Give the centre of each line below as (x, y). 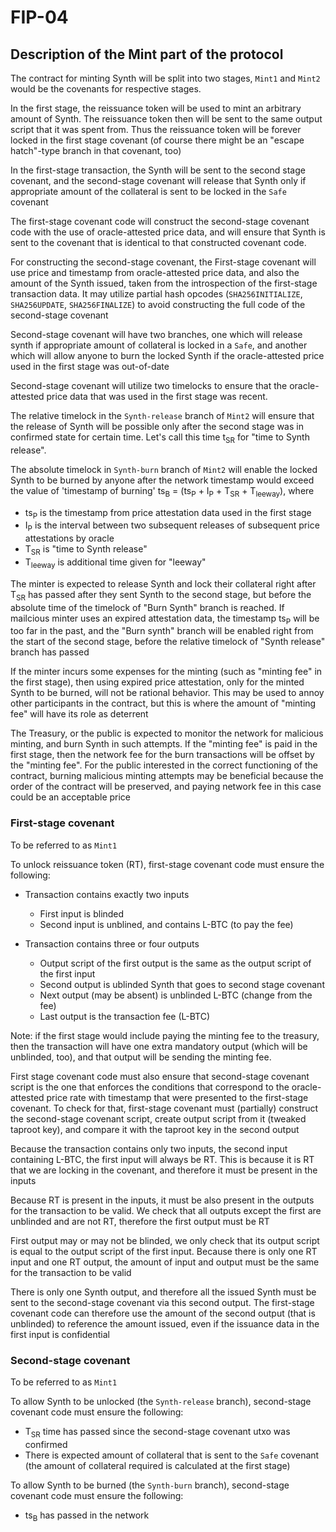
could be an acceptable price (71, 797)
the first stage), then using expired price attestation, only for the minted (157, 682)
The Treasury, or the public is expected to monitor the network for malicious (167, 733)
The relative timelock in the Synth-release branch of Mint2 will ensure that (162, 415)
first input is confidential (60, 1334)
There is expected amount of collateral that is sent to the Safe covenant (172, 1455)
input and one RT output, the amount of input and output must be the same (165, 1262)
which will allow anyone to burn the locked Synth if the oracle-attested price (167, 355)
